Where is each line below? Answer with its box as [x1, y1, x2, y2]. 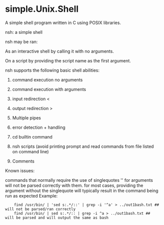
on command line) [12, 148, 49, 154]
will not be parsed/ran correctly [5, 206, 76, 212]
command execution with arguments [12, 86, 86, 92]
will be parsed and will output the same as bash [5, 215, 109, 220]
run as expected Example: [5, 193, 58, 198]
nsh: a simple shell [5, 29, 43, 35]
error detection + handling [12, 124, 65, 130]
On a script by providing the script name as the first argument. [5, 57, 131, 63]
